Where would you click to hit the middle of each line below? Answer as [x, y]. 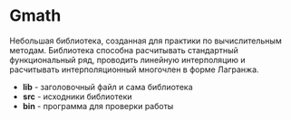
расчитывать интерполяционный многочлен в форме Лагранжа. [135, 69]
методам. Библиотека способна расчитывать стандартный [124, 50]
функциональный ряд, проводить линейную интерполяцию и [128, 60]
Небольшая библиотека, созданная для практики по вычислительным [146, 41]
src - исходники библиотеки [78, 97]
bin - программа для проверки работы [98, 106]
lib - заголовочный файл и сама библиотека [107, 87]
